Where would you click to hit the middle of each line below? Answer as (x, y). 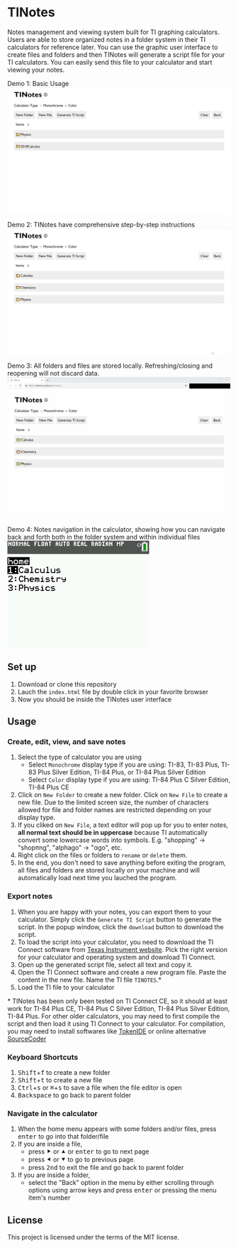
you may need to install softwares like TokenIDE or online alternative (107, 1031)
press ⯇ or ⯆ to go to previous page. (82, 1160)
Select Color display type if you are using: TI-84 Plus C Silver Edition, (129, 780)
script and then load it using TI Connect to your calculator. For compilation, (117, 1024)
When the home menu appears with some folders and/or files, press (117, 1129)
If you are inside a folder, (54, 1175)
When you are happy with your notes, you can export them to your (114, 912)
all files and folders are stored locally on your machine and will (109, 870)
